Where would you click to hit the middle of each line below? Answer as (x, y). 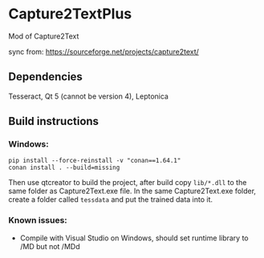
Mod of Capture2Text (44, 36)
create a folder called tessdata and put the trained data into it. (111, 200)
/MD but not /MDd (50, 246)
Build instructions (53, 121)
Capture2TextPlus (70, 14)
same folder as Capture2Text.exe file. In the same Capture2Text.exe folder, (132, 191)
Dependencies (45, 77)
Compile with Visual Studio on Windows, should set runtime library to (134, 238)
